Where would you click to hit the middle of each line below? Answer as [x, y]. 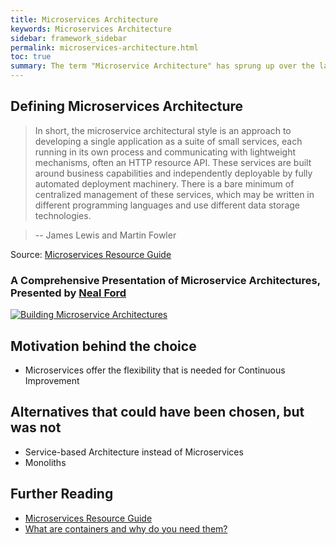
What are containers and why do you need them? [126, 528]
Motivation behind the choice [103, 346]
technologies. [63, 215]
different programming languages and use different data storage [167, 205]
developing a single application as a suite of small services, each [168, 141]
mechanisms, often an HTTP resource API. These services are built [173, 162]
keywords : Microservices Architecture [91, 29]
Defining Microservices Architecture [127, 106]
